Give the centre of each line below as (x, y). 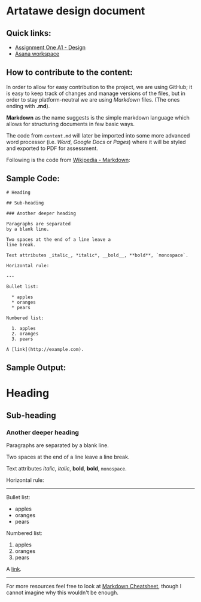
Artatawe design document (76, 11)
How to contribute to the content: (69, 73)
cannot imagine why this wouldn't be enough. (62, 592)
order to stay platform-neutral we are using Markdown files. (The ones (93, 99)
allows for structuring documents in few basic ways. (70, 124)
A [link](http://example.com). (45, 349)
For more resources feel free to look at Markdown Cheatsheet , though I (94, 586)
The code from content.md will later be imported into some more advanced (98, 135)
